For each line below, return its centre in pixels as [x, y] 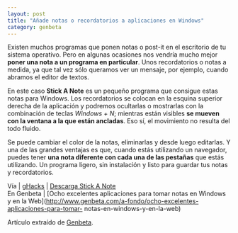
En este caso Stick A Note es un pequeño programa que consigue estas [113, 91]
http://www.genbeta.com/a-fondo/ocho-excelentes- [122, 201]
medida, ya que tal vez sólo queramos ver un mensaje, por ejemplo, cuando [118, 70]
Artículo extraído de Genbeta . [50, 222]
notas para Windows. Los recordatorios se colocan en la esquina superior [115, 98]
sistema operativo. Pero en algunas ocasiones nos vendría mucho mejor [113, 55]
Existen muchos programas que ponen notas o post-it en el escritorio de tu [117, 47]
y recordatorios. [31, 172]
